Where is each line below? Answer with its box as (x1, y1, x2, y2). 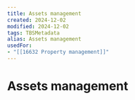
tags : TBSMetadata (7, 29, 60, 37)
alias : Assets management (7, 36, 81, 43)
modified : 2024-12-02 (7, 23, 70, 30)
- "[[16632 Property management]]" (7, 49, 110, 56)
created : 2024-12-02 (7, 17, 67, 23)
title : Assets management (7, 10, 81, 17)
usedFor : (7, 42, 32, 49)
